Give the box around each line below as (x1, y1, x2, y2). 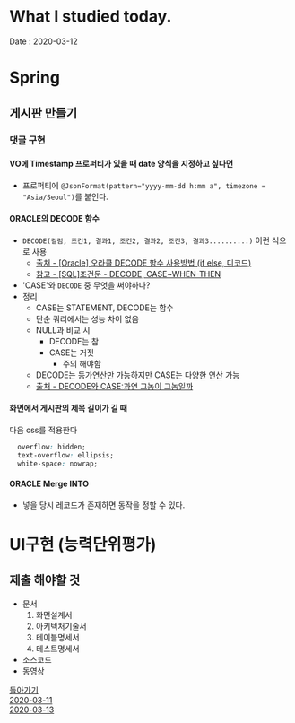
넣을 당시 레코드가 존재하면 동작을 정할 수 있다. (22, 500, 186, 510)
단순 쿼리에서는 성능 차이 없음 (35, 313, 139, 324)
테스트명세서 (35, 643, 80, 654)
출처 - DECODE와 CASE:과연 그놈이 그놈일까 (35, 380, 194, 391)
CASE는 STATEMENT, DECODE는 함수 (35, 302, 174, 313)
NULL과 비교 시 (35, 325, 91, 335)
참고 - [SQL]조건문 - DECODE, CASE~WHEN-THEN (35, 268, 221, 279)
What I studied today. (9, 6, 172, 27)
